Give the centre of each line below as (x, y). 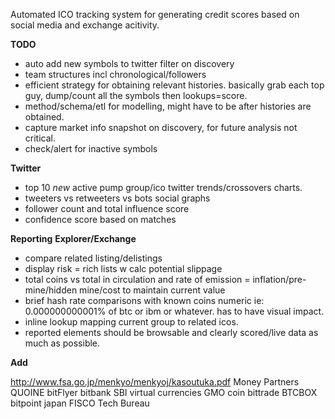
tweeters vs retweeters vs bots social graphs (117, 198)
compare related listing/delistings (93, 258)
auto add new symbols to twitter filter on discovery (129, 63)
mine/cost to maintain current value (152, 290)
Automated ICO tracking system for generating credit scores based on (155, 14)
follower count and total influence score (107, 208)
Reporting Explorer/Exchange (73, 238)
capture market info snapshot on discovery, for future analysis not (161, 127)
